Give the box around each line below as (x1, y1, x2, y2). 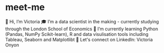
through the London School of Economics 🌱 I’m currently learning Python (5, 26, 158, 32)
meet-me (5, 2, 45, 13)
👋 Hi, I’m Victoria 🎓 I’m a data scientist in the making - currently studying (5, 18, 159, 24)
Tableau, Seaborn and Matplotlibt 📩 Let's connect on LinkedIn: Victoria (5, 36, 153, 42)
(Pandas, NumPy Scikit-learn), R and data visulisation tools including (5, 31, 149, 37)
